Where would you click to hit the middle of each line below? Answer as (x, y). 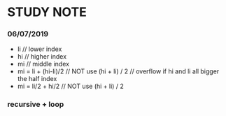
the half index (37, 79)
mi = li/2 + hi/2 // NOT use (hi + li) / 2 (71, 86)
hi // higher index (42, 57)
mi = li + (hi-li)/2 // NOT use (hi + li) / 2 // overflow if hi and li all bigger (118, 71)
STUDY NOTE (47, 12)
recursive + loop (36, 104)
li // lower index (40, 49)
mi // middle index (43, 64)
